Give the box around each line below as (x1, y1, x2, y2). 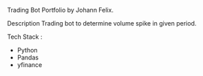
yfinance (17, 61, 43, 68)
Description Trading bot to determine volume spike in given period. (7, 19, 197, 27)
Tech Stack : (7, 32, 43, 41)
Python (17, 46, 38, 54)
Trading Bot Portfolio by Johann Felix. (7, 6, 114, 14)
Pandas (17, 53, 39, 61)
